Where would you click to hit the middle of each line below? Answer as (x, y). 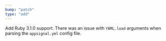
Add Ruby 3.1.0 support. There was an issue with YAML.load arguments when (83, 28)
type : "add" (17, 14)
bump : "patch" (20, 10)
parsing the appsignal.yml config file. (43, 33)
